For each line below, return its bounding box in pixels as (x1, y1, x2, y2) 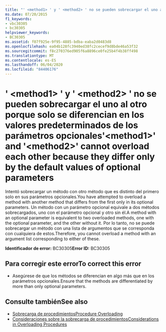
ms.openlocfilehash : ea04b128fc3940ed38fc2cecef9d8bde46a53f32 (5, 44, 138, 49)
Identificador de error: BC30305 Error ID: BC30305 (5, 245, 110, 251)
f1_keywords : (5, 16, 32, 21)
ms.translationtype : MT (5, 53, 54, 58)
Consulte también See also (5, 297, 88, 306)
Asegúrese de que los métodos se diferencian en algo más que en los (12, 273, 155, 279)
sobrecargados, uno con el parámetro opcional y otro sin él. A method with (5, 209, 157, 215)
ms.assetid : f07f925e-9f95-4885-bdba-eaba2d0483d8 (5, 40, 112, 44)
